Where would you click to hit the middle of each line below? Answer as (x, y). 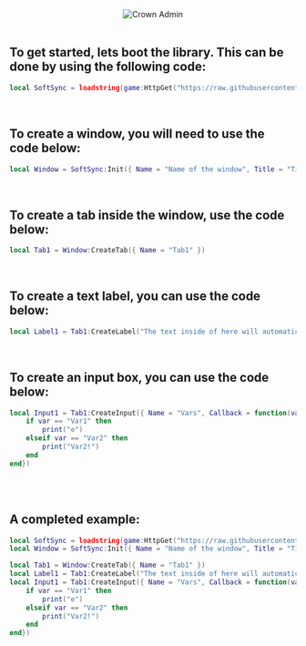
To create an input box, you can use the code (139, 378)
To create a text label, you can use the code (135, 297)
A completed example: (75, 520)
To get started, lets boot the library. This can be (147, 52)
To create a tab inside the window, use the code (147, 215)
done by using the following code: (108, 67)
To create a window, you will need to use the (138, 134)
